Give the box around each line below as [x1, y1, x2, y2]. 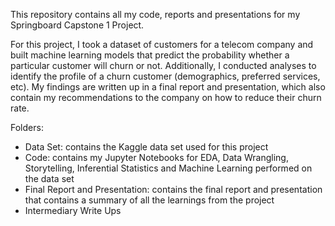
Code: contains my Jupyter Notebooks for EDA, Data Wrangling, [24, 152, 289, 163]
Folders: [10, 122, 44, 133]
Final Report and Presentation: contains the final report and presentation [24, 184, 323, 195]
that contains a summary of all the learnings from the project [24, 194, 275, 206]
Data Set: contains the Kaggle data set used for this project [24, 141, 269, 153]
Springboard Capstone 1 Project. [10, 19, 145, 31]
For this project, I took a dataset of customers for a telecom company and [10, 39, 314, 50]
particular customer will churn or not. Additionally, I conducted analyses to [10, 60, 317, 71]
